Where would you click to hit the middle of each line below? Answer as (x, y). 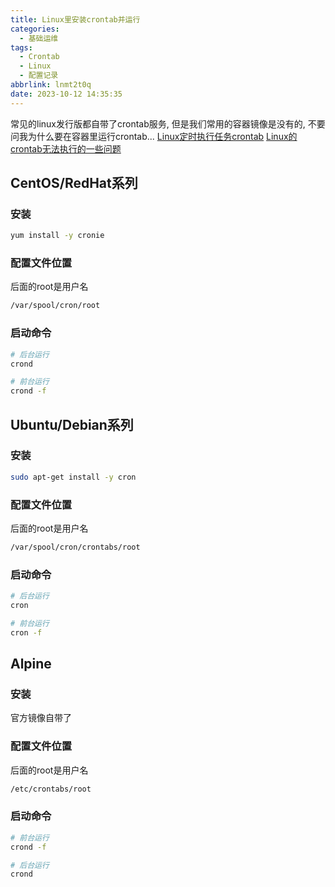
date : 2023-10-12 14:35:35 (66, 94)
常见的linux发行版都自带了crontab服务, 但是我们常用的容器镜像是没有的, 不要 (168, 123)
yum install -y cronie (57, 236)
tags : (21, 47)
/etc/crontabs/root (51, 789)
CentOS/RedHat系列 (74, 183)
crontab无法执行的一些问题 (66, 148)
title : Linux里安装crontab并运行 (75, 19)
